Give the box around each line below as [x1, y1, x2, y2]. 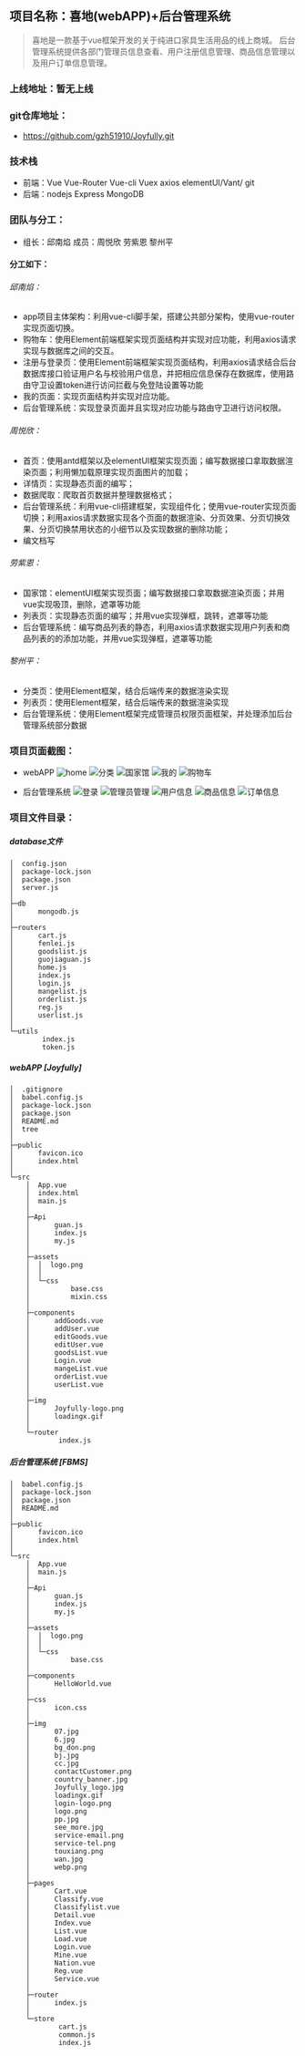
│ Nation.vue [25, 1958, 96, 1968]
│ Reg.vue [25, 1967, 84, 1976]
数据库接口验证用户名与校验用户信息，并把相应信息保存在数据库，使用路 [22, 368, 294, 379]
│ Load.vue [25, 1935, 88, 1944]
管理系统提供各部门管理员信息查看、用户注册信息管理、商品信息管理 [31, 46, 288, 57]
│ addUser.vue [25, 1325, 100, 1334]
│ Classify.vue [25, 1895, 104, 1904]
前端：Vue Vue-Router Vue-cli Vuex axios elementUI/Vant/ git [22, 177, 255, 189]
